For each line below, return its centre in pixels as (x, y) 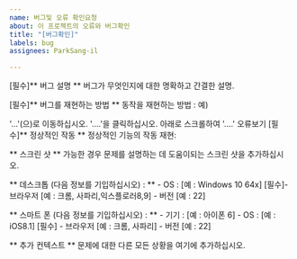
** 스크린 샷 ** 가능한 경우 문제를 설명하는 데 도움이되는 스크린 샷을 (127, 155)
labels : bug (31, 43)
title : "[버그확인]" (44, 34)
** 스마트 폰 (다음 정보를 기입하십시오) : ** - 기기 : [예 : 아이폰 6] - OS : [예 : (143, 215)
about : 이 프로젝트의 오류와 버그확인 (70, 26)
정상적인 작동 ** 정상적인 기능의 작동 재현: (103, 135)
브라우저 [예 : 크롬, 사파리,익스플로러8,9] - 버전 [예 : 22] (108, 196)
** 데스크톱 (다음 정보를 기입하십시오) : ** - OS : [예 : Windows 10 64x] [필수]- (149, 184)
